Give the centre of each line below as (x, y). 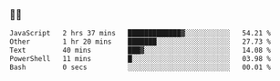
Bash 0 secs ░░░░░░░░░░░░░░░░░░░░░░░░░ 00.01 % (140, 67)
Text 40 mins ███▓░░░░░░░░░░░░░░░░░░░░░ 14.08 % (140, 51)
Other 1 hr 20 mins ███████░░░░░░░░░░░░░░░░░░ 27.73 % (140, 42)
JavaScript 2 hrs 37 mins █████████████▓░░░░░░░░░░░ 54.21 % (140, 34)
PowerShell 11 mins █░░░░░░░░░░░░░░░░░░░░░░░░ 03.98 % (140, 58)
